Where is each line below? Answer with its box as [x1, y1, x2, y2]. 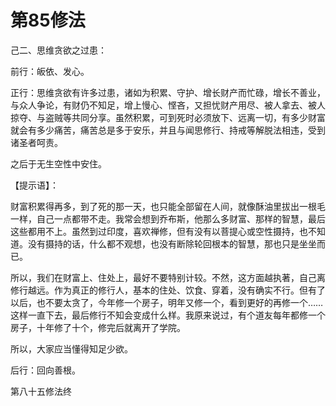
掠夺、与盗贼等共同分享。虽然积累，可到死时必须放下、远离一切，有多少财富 [10, 111, 326, 123]
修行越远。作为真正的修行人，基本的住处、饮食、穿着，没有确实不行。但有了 [10, 284, 326, 296]
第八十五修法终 [10, 385, 72, 397]
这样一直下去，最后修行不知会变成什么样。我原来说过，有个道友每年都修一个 [10, 309, 326, 321]
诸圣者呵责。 [10, 136, 63, 148]
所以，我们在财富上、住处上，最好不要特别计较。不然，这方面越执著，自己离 [10, 271, 326, 283]
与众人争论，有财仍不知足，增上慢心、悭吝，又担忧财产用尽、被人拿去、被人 [10, 99, 326, 111]
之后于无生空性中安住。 [10, 157, 107, 170]
